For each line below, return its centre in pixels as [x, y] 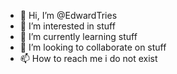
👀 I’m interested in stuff [67, 26]
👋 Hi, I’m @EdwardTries [68, 15]
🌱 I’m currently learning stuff [78, 36]
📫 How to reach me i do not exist [88, 58]
